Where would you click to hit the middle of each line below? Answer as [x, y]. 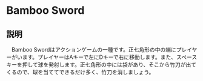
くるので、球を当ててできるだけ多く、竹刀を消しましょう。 [80, 72]
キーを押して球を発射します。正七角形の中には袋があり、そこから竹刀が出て [101, 64]
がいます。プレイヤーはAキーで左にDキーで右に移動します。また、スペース [104, 57]
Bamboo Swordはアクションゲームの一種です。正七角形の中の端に [94, 49]
